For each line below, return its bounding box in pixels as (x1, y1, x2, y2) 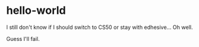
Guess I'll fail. (6, 35, 40, 42)
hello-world (6, 4, 67, 17)
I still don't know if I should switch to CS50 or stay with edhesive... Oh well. (6, 23, 194, 31)
